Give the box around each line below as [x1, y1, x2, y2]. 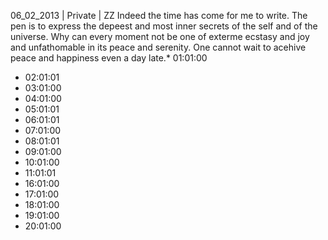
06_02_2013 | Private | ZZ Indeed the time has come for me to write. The [10, 10, 308, 21]
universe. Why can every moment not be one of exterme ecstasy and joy [10, 31, 310, 42]
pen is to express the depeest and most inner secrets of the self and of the [10, 20, 318, 32]
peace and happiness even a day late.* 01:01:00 [10, 52, 208, 64]
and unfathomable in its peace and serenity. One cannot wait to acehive [10, 41, 307, 53]
